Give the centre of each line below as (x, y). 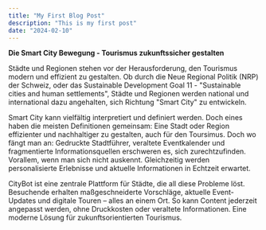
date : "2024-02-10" (41, 30)
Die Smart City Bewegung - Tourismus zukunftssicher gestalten (116, 53)
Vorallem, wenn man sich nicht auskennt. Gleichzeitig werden (109, 160)
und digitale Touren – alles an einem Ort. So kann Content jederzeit (147, 201)
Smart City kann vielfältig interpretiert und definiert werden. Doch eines (125, 118)
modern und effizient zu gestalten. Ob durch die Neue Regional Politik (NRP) (133, 77)
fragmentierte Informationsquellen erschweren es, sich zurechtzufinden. (127, 151)
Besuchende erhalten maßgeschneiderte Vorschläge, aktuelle (110, 193)
